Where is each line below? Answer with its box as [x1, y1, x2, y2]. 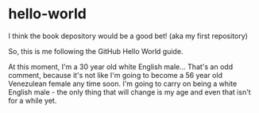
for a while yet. [8, 95, 57, 105]
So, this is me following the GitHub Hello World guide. [8, 46, 184, 56]
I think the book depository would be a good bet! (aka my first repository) [8, 31, 249, 41]
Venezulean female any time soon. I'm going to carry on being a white [8, 79, 238, 88]
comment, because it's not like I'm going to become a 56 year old [8, 70, 222, 80]
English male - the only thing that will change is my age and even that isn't [8, 87, 252, 96]
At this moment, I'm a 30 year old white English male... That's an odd [8, 61, 233, 72]
